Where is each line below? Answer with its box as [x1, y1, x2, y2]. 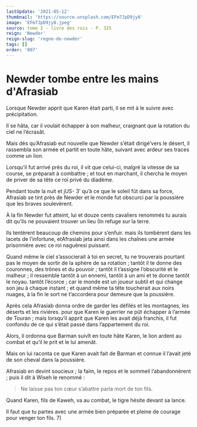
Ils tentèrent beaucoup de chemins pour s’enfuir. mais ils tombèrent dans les [6, 229, 191, 236]
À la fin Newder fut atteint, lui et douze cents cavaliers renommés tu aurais [6, 211, 187, 219]
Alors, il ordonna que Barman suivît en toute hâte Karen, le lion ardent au [6, 332, 182, 339]
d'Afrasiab [6, 85, 59, 98]
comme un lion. [6, 152, 44, 159]
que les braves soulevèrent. [6, 200, 74, 207]
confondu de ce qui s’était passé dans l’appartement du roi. [6, 320, 150, 327]
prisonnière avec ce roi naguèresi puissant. [6, 241, 111, 249]
